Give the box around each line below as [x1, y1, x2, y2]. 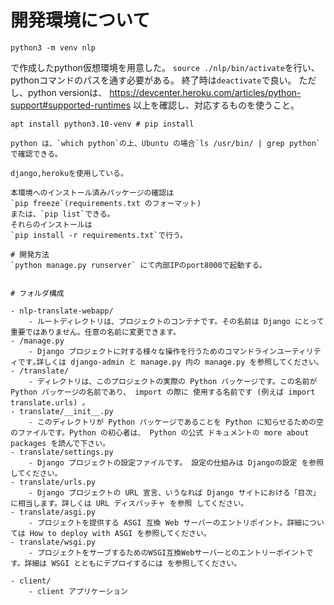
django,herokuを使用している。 [10, 168, 128, 178]
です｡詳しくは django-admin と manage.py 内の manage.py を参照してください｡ [17, 357, 320, 367]
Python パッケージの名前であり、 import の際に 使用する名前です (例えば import [10, 387, 316, 397]
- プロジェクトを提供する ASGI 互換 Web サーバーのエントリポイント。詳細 [28, 517, 303, 528]
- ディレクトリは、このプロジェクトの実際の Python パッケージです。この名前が [28, 376, 318, 386]
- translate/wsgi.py [10, 537, 97, 547]
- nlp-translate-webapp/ [10, 306, 114, 316]
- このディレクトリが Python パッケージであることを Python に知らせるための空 [28, 417, 324, 427]
